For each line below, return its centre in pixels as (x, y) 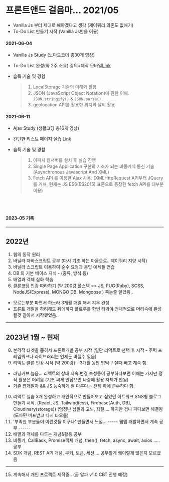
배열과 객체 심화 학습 (33, 280)
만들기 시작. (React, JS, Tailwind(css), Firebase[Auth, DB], (72, 403)
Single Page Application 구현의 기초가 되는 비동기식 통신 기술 (94, 166)
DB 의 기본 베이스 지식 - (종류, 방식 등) (50, 273)
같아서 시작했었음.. (41, 315)
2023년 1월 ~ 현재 (32, 337)
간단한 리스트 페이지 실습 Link (42, 139)
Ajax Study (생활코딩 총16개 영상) (46, 128)
